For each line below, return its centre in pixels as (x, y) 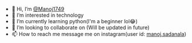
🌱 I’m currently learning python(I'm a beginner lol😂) (75, 21)
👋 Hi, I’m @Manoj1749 (38, 9)
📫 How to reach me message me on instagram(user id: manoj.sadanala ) (99, 34)
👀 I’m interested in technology (47, 15)
